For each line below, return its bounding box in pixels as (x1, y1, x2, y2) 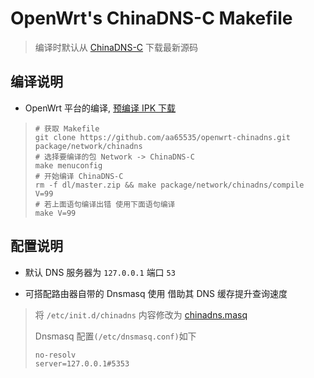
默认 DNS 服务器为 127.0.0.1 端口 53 (24, 266, 176, 278)
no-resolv (34, 350, 77, 360)
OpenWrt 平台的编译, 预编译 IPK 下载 (24, 102, 177, 114)
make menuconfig (34, 160, 103, 171)
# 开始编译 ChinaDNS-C (34, 171, 124, 181)
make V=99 (34, 208, 77, 218)
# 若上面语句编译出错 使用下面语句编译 (34, 199, 176, 209)
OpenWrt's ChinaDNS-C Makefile (10, 7, 293, 30)
